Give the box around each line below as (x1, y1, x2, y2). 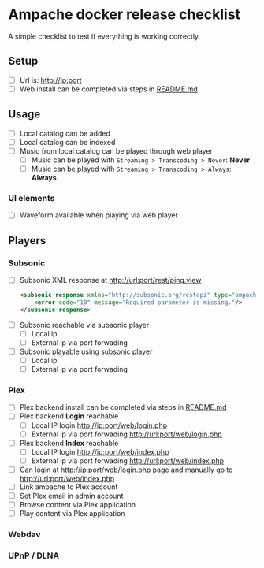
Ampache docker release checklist (8, 6, 241, 24)
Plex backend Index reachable (19, 438, 119, 447)
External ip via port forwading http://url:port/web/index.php (31, 455, 225, 466)
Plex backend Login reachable (19, 411, 119, 421)
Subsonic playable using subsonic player (19, 347, 153, 356)
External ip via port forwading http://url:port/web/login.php (31, 429, 222, 439)
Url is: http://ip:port (19, 75, 82, 84)
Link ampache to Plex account (19, 482, 118, 492)
